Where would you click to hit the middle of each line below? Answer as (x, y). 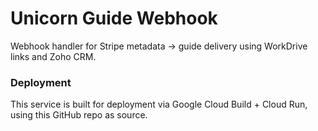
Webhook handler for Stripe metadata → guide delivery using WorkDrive (159, 46)
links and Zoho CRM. (53, 56)
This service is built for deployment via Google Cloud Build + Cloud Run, (159, 104)
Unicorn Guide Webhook (114, 18)
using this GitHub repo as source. (79, 115)
